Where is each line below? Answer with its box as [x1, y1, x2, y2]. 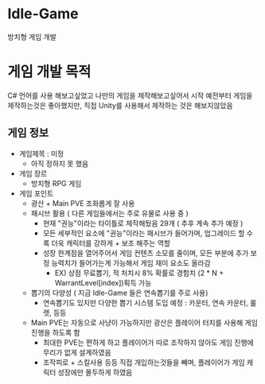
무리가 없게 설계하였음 [42, 347, 112, 357]
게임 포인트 [18, 188, 54, 198]
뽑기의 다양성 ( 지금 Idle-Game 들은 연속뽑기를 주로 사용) [30, 288, 208, 297]
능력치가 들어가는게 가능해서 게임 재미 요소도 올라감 [51, 258, 212, 267]
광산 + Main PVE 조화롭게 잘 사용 [30, 198, 135, 208]
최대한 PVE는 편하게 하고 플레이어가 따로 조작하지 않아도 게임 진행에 [42, 337, 254, 347]
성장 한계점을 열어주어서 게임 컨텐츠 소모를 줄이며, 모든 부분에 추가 [42, 248, 249, 258]
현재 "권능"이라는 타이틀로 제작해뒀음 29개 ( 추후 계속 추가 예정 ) [42, 218, 244, 227]
